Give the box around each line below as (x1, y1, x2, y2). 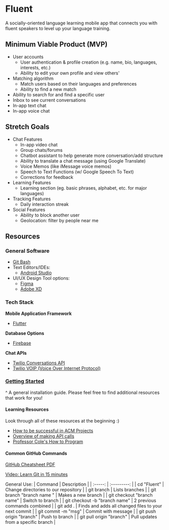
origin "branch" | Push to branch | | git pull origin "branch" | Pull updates (5, 514, 157, 520)
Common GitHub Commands (5, 450, 67, 456)
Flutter (12, 320, 27, 326)
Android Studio (20, 270, 52, 276)
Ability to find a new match (20, 86, 77, 92)
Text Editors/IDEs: (12, 264, 50, 271)
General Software (5, 247, 50, 254)
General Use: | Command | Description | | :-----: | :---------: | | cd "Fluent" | (5, 481, 164, 487)
